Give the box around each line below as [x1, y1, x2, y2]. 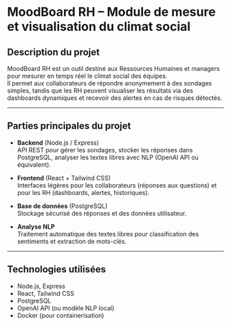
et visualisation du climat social [7, 19, 191, 34]
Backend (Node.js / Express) [16, 139, 100, 147]
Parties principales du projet [7, 120, 131, 132]
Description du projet [7, 46, 100, 58]
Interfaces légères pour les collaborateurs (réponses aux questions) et [16, 181, 217, 190]
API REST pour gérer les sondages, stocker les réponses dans [16, 145, 193, 154]
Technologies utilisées [7, 263, 107, 276]
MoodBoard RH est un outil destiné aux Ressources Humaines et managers [7, 65, 220, 72]
